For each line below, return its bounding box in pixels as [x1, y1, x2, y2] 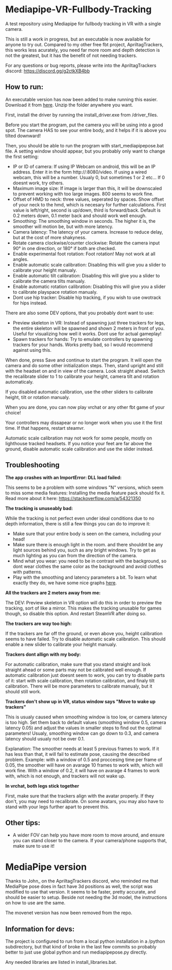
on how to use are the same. [5, 900, 66, 906]
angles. [12, 256, 29, 262]
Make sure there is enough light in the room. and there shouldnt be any [12, 541, 163, 547]
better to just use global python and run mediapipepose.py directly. [5, 949, 147, 956]
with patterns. [12, 568, 43, 575]
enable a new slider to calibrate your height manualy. [5, 641, 117, 648]
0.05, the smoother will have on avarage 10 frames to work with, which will [5, 762, 163, 768]
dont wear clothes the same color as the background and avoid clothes [12, 563, 163, 569]
